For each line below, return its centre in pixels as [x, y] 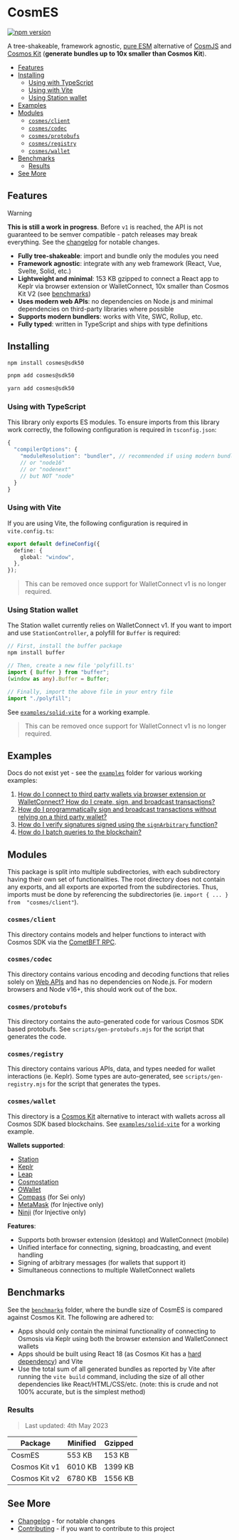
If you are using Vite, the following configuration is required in [98, 523]
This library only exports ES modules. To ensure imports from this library [113, 422]
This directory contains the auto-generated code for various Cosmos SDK [116, 1022]
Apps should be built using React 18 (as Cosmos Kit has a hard [109, 1354]
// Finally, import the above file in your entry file [90, 692]
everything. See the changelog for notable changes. [84, 242]
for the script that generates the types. [104, 1084]
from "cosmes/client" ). [43, 902]
